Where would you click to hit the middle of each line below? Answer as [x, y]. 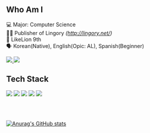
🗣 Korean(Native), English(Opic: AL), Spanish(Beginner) [75, 46]
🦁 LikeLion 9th [24, 39]
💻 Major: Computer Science [41, 24]
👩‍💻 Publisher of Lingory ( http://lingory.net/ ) [59, 33]
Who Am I [25, 10]
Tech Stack [27, 79]
